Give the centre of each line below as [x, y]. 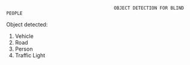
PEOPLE [14, 13]
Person [24, 49]
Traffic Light [30, 55]
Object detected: [27, 24]
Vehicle [24, 36]
